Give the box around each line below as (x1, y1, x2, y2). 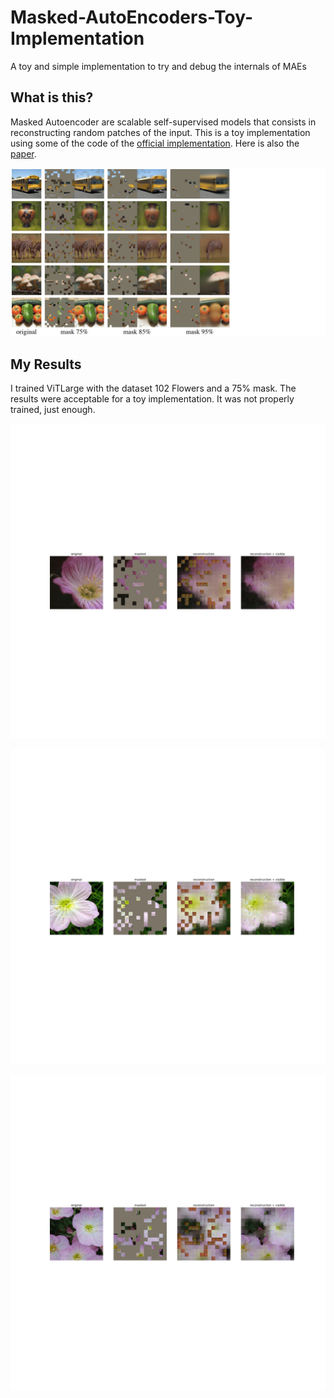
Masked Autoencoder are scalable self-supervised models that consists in (10, 116, 317, 128)
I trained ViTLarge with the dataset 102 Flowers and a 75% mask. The (10, 382, 297, 395)
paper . (10, 147, 37, 160)
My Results (10, 356, 82, 373)
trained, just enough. (10, 404, 96, 416)
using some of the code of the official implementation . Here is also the (10, 137, 300, 149)
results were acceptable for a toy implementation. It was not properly (10, 393, 295, 405)
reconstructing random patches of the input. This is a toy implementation (10, 126, 311, 138)
